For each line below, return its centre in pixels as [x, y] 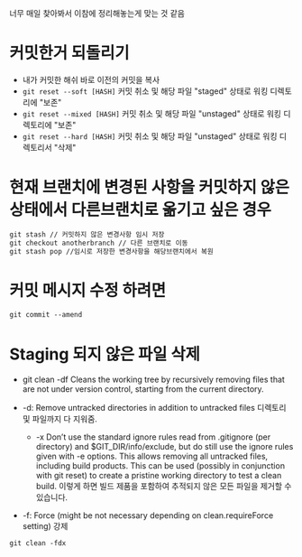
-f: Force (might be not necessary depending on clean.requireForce [148, 515]
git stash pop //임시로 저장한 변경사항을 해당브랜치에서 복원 [111, 251]
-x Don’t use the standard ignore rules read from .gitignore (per [153, 437]
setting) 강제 [45, 526]
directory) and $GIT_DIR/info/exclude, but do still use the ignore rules [165, 447]
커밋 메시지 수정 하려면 [88, 290]
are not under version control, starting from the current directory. [143, 389]
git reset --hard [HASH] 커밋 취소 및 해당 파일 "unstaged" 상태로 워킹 [150, 136]
